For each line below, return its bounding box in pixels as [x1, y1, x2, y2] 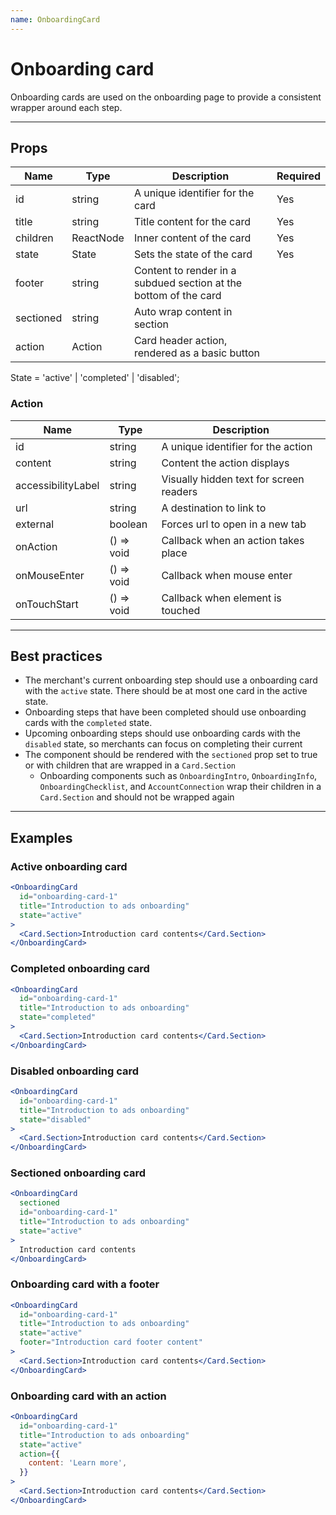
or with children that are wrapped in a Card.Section [24, 759, 237, 771]
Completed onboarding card [10, 962, 150, 976]
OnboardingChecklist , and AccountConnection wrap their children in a [39, 781, 322, 793]
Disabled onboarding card [10, 1064, 140, 1078]
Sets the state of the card [133, 247, 253, 261]
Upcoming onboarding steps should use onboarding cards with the [24, 727, 301, 740]
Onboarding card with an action [10, 1389, 167, 1403]
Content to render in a [133, 264, 237, 278]
